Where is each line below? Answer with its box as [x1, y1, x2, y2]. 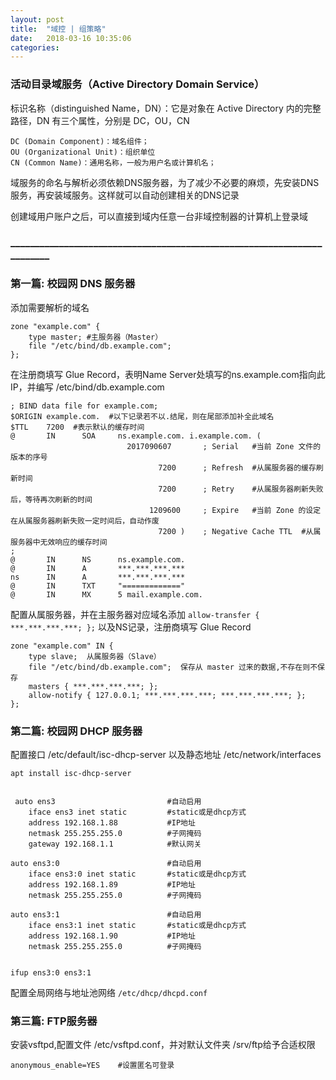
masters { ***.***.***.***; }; [28, 681, 159, 691]
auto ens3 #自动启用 [14, 797, 202, 807]
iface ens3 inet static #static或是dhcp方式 [28, 807, 247, 818]
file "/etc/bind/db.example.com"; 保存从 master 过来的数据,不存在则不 [28, 662, 318, 672]
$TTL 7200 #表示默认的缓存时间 [10, 422, 145, 432]
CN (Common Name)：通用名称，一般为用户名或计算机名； [10, 157, 217, 168]
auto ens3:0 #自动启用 [10, 859, 202, 869]
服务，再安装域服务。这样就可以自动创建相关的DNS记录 [10, 189, 240, 201]
